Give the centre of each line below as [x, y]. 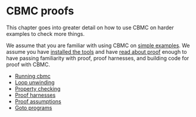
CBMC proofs [40, 11]
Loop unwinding [35, 82]
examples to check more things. [46, 33]
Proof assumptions [38, 101]
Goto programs [33, 107]
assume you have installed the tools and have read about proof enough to [97, 51]
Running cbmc [32, 76]
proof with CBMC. [28, 64]
